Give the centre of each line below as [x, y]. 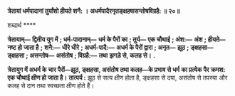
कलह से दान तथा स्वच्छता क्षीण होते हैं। [51, 86]
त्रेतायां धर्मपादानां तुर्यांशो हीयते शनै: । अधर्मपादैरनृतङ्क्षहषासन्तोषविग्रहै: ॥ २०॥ [94, 11]
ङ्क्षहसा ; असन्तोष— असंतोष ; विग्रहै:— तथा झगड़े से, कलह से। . [81, 55]
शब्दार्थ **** [22, 25]
